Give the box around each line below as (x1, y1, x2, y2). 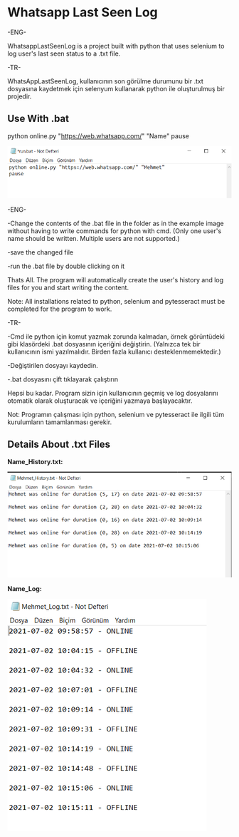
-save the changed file (7, 247, 73, 257)
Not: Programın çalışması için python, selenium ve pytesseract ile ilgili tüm (7, 410, 225, 419)
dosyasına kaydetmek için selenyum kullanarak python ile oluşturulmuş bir (7, 84, 225, 93)
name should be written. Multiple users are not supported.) (7, 234, 180, 242)
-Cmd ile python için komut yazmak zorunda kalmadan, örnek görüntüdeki (7, 332, 225, 341)
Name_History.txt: (7, 457, 63, 466)
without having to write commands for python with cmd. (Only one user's (7, 226, 222, 235)
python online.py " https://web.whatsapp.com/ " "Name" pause (7, 131, 190, 140)
